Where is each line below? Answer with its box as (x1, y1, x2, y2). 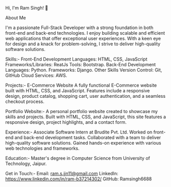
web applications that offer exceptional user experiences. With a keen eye (5, 36, 161, 41)
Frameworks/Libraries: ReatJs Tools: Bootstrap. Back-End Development (5, 62, 156, 67)
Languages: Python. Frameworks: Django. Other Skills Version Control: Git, (5, 67, 162, 73)
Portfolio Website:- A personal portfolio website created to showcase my (5, 109, 158, 114)
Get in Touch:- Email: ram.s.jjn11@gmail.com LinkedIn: (5, 171, 118, 176)
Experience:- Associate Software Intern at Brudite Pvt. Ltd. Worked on (5, 129, 153, 135)
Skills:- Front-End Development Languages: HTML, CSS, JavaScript (5, 56, 148, 62)
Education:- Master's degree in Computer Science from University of (5, 155, 151, 161)
